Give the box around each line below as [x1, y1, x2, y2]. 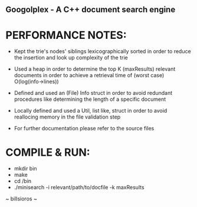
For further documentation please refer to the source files [14, 125, 155, 132]
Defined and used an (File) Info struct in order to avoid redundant [14, 90, 173, 97]
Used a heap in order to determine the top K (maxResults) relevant [14, 65, 176, 73]
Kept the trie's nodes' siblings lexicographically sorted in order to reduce [14, 48, 191, 55]
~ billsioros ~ [5, 195, 38, 202]
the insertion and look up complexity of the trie [14, 54, 128, 61]
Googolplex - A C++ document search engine [5, 5, 176, 15]
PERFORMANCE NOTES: [5, 28, 127, 42]
